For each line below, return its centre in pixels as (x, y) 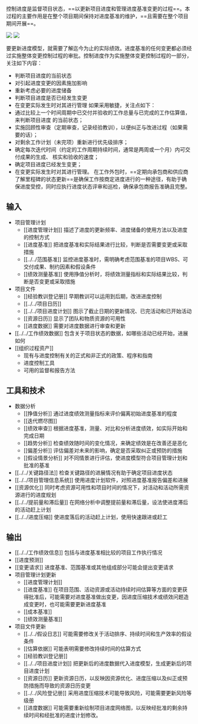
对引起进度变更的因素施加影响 (51, 83)
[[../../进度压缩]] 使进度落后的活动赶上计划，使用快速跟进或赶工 (91, 517)
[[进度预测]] (29, 560)
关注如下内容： (24, 63)
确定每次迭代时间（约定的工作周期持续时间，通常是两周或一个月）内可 (100, 149)
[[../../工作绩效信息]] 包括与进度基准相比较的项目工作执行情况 (88, 552)
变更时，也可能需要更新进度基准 (67, 605)
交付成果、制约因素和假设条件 (60, 266)
